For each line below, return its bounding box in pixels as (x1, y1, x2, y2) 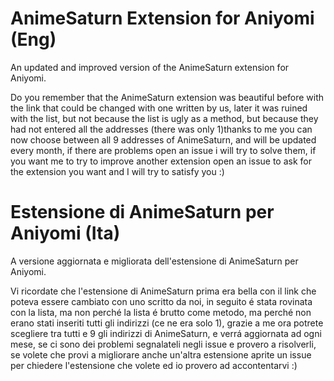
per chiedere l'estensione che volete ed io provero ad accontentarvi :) (10, 359, 298, 371)
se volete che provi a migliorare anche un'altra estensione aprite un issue (10, 348, 312, 361)
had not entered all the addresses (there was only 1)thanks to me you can (10, 123, 313, 135)
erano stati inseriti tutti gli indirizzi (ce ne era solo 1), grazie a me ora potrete (10, 317, 324, 329)
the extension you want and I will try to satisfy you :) (10, 165, 225, 177)
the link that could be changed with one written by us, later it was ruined (10, 102, 308, 114)
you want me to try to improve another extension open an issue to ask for (10, 155, 313, 167)
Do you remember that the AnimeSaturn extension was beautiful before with (10, 91, 324, 103)
